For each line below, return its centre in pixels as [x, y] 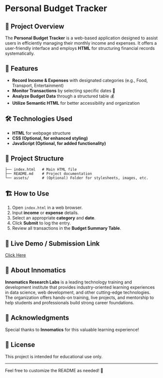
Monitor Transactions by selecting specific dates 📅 [64, 91]
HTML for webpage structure [41, 133]
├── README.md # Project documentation [49, 174]
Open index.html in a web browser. [47, 208]
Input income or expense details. [45, 213]
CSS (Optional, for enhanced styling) [50, 138]
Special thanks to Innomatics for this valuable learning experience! [72, 330]
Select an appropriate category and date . [54, 218]
